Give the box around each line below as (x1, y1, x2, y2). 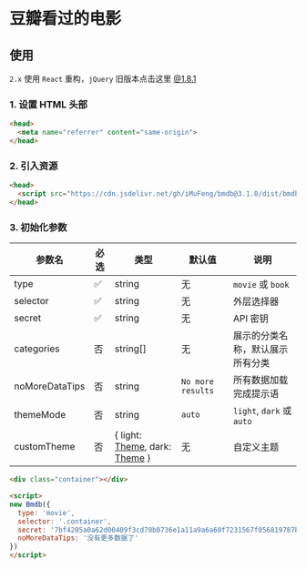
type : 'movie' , (17, 508, 76, 517)
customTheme (14, 441, 76, 453)
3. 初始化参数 (9, 220, 67, 233)
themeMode (14, 409, 66, 422)
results (180, 386, 214, 396)
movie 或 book (232, 279, 290, 291)
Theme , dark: (114, 441, 171, 453)
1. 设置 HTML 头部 (9, 97, 88, 110)
